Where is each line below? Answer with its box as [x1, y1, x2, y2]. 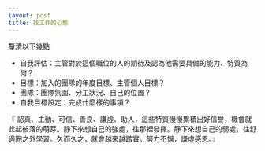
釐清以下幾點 [8, 41, 50, 51]
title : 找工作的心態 [8, 19, 69, 27]
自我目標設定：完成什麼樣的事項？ [19, 98, 131, 107]
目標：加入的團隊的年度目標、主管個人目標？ [19, 78, 166, 87]
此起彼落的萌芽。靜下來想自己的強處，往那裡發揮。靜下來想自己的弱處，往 [8, 123, 250, 134]
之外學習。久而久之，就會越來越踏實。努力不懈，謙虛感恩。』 [21, 134, 219, 143]
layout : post [8, 11, 51, 20]
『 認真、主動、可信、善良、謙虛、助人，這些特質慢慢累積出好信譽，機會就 [8, 114, 252, 123]
